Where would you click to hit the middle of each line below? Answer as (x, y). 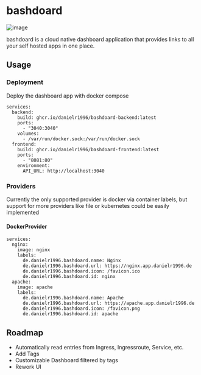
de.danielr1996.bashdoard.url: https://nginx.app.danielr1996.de (107, 266)
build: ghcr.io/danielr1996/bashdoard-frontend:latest (88, 149)
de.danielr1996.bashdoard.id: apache (70, 314)
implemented (23, 212)
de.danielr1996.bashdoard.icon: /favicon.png (81, 309)
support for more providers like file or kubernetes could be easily (88, 205)
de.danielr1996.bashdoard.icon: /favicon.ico (81, 271)
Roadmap (25, 333)
